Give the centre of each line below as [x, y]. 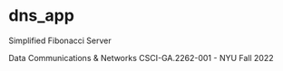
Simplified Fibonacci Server [60, 40]
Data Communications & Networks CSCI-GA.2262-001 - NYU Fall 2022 [141, 58]
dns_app [41, 16]
